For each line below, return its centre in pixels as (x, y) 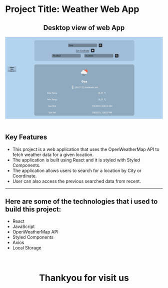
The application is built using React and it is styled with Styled (76, 160)
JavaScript (23, 226)
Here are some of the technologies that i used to (81, 202)
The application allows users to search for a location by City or (77, 170)
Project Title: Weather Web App (72, 9)
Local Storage (27, 248)
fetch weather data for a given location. (53, 154)
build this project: (33, 209)
